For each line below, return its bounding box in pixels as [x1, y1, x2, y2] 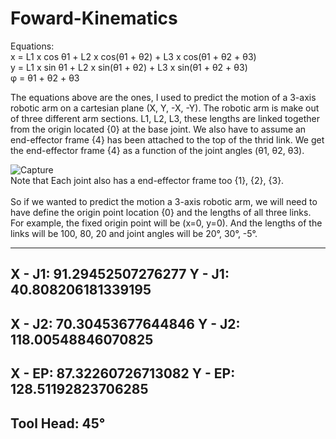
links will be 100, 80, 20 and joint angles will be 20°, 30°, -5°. [10, 227, 258, 239]
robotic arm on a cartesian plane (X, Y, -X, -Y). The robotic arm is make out [10, 102, 320, 114]
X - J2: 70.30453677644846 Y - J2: [10, 315, 241, 332]
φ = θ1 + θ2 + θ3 [10, 72, 80, 84]
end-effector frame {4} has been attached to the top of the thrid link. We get [10, 133, 325, 146]
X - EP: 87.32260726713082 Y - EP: [10, 365, 236, 382]
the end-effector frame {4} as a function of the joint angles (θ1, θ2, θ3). [10, 144, 305, 156]
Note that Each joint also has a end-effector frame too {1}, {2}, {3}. [10, 174, 285, 186]
